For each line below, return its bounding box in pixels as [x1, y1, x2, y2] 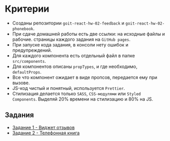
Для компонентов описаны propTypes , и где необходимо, [12, 63, 138, 69]
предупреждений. [12, 47, 52, 53]
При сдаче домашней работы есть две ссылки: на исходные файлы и [12, 31, 165, 37]
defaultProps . [12, 68, 42, 75]
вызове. [12, 80, 30, 86]
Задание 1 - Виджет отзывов [12, 124, 75, 130]
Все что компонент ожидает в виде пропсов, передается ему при [12, 74, 158, 80]
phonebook [12, 26, 34, 31]
